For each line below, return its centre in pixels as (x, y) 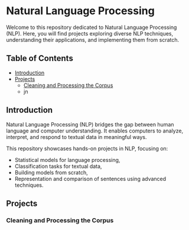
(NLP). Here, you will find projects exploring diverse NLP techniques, (90, 33)
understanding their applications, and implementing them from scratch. (93, 40)
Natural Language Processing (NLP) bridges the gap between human (90, 124)
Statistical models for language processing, (67, 160)
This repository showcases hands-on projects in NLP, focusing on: (87, 148)
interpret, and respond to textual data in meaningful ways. (76, 137)
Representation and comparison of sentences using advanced (90, 179)
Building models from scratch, (51, 172)
